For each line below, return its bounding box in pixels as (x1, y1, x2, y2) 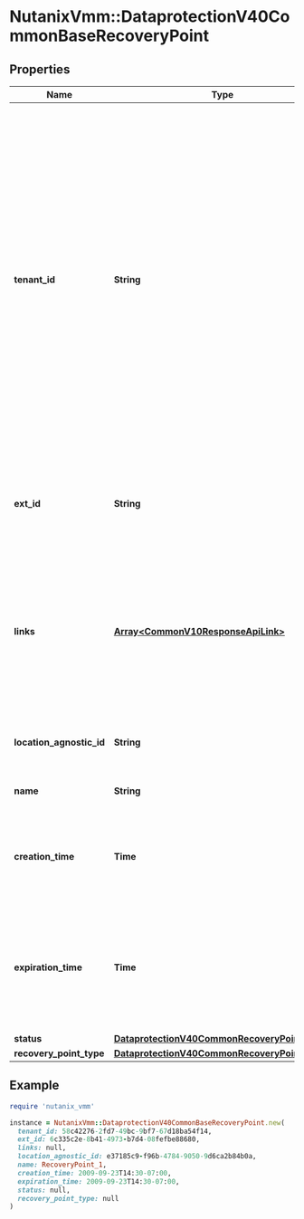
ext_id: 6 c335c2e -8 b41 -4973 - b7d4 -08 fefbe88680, (17, 1135, 201, 1144)
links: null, (17, 1143, 67, 1153)
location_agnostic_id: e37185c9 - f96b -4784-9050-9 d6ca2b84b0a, (17, 1152, 257, 1161)
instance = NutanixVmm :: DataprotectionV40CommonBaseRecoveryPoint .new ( (9, 1118, 285, 1128)
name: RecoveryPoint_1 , (17, 1160, 107, 1169)
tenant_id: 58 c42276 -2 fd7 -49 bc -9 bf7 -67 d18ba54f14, (17, 1127, 213, 1136)
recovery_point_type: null (17, 1194, 119, 1203)
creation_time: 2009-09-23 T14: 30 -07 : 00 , (17, 1168, 172, 1177)
